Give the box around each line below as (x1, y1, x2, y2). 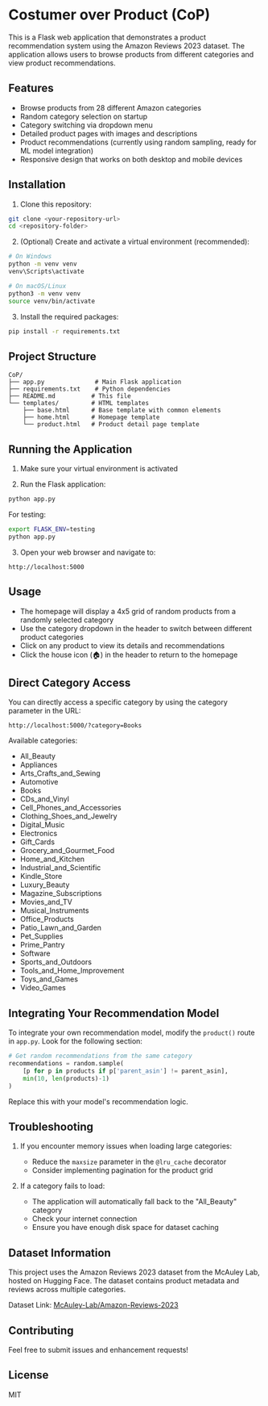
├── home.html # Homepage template (23, 413, 160, 421)
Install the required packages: (19, 312, 119, 321)
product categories (19, 632, 85, 642)
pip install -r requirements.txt (8, 327, 121, 336)
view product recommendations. (8, 58, 116, 68)
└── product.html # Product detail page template (23, 421, 200, 429)
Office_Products (19, 914, 74, 924)
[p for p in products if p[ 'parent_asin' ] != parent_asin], (23, 1067, 229, 1075)
